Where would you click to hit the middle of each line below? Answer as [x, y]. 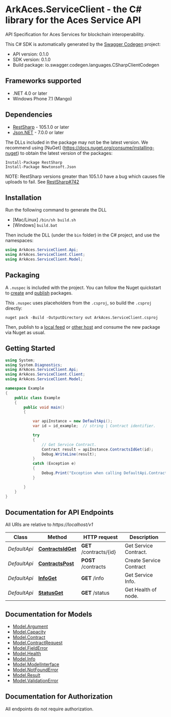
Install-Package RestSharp [34, 162]
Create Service [142, 561]
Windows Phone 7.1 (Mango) [42, 98]
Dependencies [29, 115]
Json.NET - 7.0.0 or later [38, 132]
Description [144, 537]
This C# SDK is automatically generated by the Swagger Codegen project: [83, 44]
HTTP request [101, 537]
